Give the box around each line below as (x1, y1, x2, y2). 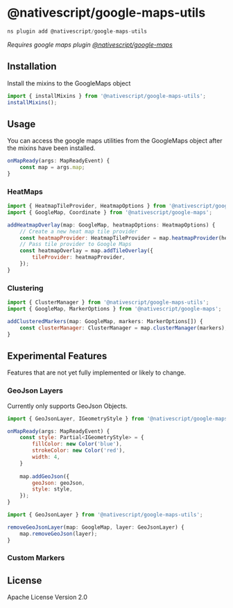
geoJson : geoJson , (32, 479, 85, 486)
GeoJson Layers (7, 386, 64, 395)
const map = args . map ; (19, 164, 85, 171)
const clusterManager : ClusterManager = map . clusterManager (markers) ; (19, 324, 228, 331)
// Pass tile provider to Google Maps (19, 241, 132, 248)
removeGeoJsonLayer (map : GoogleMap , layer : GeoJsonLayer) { (7, 523, 185, 531)
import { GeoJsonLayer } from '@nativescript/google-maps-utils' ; (7, 511, 203, 518)
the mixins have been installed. (7, 144, 96, 152)
